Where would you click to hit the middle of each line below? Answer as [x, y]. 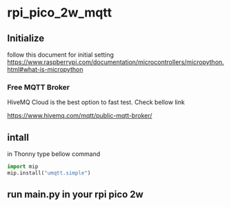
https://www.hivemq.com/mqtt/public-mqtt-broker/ [80, 116]
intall [18, 137]
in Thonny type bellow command [54, 154]
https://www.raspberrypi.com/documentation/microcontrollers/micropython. [115, 62]
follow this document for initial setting [61, 55]
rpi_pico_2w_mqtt [60, 13]
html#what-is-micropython [45, 69]
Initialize [26, 38]
